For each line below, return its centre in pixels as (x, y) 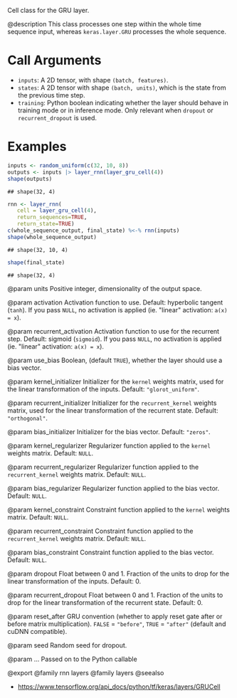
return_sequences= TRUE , (52, 217)
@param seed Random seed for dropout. (67, 645)
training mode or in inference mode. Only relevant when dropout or (115, 110)
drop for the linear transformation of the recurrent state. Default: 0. (105, 602)
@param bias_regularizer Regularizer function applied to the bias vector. (113, 488)
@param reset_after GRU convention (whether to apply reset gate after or (115, 616)
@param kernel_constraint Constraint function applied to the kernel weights (118, 509)
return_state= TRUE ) (46, 224)
